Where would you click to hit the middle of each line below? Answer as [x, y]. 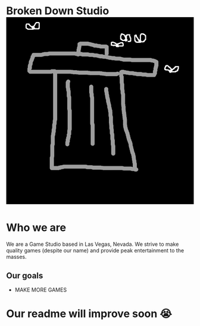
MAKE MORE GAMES [41, 290]
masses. [16, 257]
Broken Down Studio [58, 11]
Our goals [25, 275]
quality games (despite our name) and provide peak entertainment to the [95, 251]
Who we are [36, 228]
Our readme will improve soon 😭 [89, 314]
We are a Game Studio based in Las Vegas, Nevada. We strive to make [93, 244]
